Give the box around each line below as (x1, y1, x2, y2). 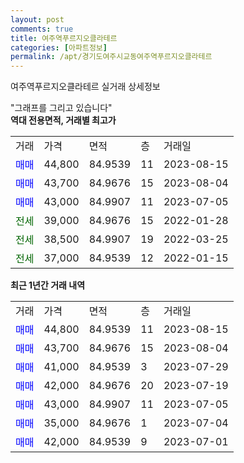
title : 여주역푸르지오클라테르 (10, 33, 118, 43)
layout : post (10, 14, 65, 25)
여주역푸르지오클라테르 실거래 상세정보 (10, 81, 161, 93)
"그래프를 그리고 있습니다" (10, 102, 113, 114)
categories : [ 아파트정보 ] (10, 42, 108, 53)
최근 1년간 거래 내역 (10, 279, 86, 291)
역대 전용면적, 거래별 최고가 (10, 114, 117, 126)
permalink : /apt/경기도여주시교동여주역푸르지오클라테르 (10, 52, 213, 62)
